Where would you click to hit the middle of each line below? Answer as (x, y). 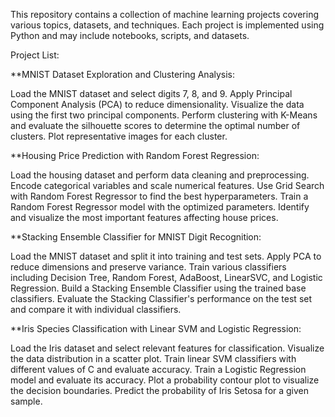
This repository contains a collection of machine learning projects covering (165, 14)
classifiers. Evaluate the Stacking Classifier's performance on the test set (161, 298)
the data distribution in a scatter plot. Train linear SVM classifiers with (153, 358)
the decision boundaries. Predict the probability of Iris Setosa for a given (160, 390)
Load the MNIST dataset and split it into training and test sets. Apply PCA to (166, 256)
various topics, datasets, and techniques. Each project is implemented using (167, 25)
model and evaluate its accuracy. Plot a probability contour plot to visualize (165, 380)
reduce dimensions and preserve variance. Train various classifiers (148, 267)
